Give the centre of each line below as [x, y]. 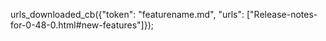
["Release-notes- [282, 14]
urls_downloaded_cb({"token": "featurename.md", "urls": [127, 14]
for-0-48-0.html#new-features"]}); [82, 25]
